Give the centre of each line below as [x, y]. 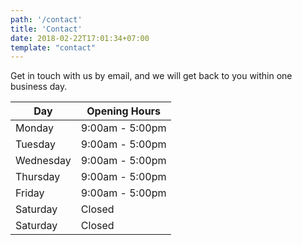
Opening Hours [124, 111]
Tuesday [35, 144]
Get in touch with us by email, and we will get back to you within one [151, 76]
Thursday [38, 177]
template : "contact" [53, 47]
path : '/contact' [46, 19]
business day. [39, 87]
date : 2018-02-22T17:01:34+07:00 [80, 38]
